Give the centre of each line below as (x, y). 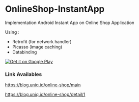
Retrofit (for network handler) (42, 41)
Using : (12, 32)
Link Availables (24, 74)
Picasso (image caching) (37, 47)
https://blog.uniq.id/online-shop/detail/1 (45, 95)
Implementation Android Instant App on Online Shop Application (70, 23)
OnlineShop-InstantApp (55, 9)
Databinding (25, 52)
